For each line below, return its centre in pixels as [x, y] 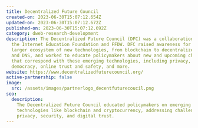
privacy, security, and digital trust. [66, 116]
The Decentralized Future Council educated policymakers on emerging [104, 105]
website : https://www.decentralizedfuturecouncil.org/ [75, 72]
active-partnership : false [39, 77]
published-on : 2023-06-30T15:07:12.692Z [57, 28]
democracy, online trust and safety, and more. [71, 66]
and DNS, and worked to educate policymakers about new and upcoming [98, 55]
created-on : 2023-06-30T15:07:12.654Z [54, 17]
